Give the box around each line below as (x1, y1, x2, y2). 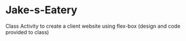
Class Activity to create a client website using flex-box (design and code (5, 23, 181, 29)
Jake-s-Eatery (5, 3, 77, 17)
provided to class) (5, 28, 49, 35)
